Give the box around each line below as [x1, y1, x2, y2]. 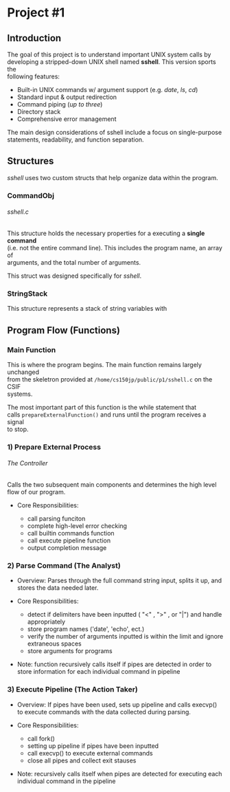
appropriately [27, 617, 66, 626]
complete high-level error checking [27, 522, 127, 530]
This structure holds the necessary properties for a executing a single [7, 229, 205, 237]
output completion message [27, 544, 107, 552]
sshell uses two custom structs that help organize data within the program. [7, 173, 218, 181]
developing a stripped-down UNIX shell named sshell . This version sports [7, 58, 216, 66]
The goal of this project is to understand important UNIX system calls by [7, 50, 211, 58]
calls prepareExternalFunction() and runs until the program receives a [7, 410, 207, 419]
